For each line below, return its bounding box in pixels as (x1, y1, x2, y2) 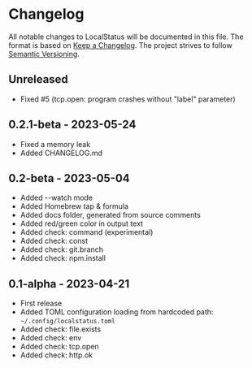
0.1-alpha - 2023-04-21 (8, 277, 130, 291)
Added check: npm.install (20, 253, 106, 263)
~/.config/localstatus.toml (20, 318, 115, 326)
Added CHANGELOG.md (20, 148, 103, 158)
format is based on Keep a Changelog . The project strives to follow (8, 40, 233, 50)
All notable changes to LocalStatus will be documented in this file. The (8, 32, 244, 41)
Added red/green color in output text (20, 219, 144, 228)
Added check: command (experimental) (20, 227, 154, 237)
